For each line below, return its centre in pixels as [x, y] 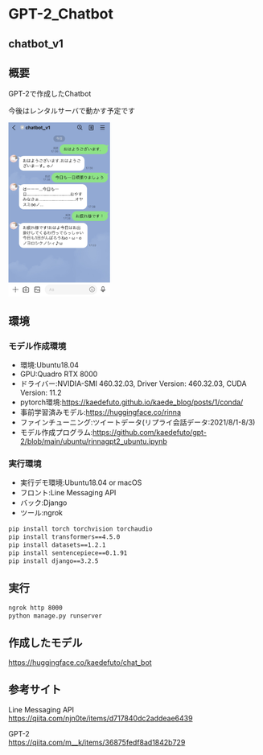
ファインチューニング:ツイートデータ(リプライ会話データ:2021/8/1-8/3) [138, 422]
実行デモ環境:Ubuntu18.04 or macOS [81, 482]
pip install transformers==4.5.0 [64, 537]
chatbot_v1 [36, 44]
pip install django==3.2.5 [53, 561]
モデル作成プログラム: [56, 433]
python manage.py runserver [55, 616]
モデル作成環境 [37, 346]
